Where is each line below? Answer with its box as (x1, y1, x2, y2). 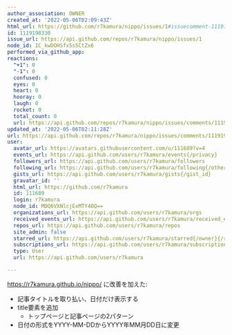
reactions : (7, 55, 39, 62)
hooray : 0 (13, 94, 41, 101)
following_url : (13, 164, 57, 171)
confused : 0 (13, 74, 48, 82)
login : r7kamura (13, 196, 60, 204)
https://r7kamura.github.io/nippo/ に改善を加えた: (7, 280, 148, 288)
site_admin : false (13, 229, 67, 236)
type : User (13, 248, 45, 255)
